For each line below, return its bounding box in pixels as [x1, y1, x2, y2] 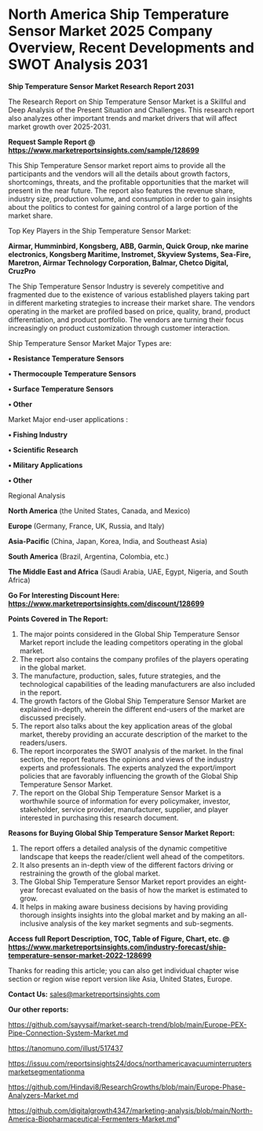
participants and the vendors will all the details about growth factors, [8, 169, 230, 178]
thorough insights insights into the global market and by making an [19, 910, 236, 920]
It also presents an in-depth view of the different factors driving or [19, 860, 234, 869]
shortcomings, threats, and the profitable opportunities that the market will [8, 177, 249, 186]
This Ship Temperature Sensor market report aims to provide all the [8, 160, 226, 170]
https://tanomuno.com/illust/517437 [8, 1043, 123, 1052]
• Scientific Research [8, 445, 79, 454]
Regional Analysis [8, 490, 66, 500]
